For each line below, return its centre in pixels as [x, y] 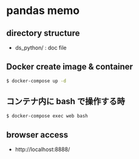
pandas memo [43, 11]
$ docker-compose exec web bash [47, 116]
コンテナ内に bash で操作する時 [66, 101]
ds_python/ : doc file [41, 48]
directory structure [43, 33]
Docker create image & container [70, 67]
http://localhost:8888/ [42, 149]
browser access [37, 135]
